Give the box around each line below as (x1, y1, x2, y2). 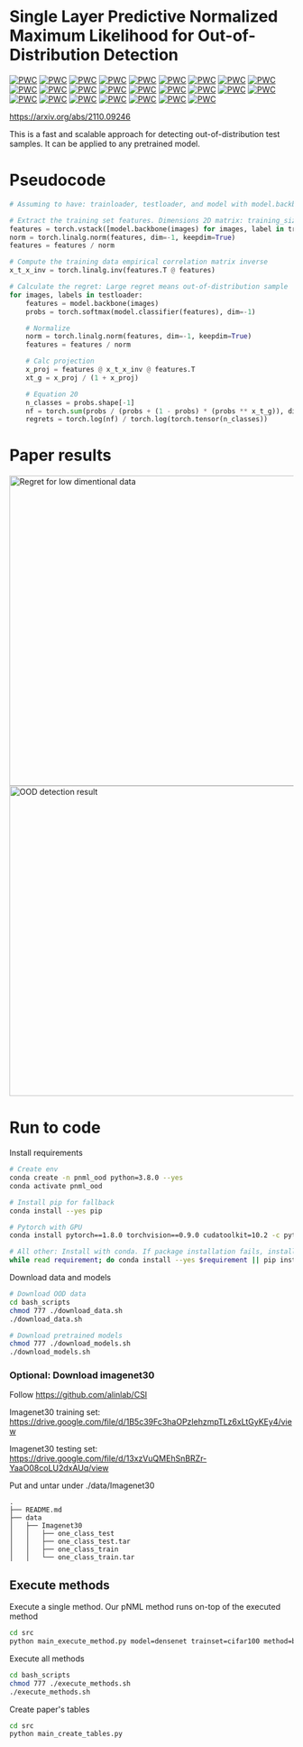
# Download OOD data (9, 1289, 87, 1299)
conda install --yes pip (9, 1206, 103, 1216)
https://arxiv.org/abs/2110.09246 (9, 111, 131, 122)
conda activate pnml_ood (9, 1181, 103, 1190)
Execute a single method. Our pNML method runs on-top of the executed (9, 1602, 281, 1613)
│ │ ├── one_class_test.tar (9, 1537, 131, 1547)
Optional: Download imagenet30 (9, 1369, 155, 1382)
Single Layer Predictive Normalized (9, 6, 279, 27)
